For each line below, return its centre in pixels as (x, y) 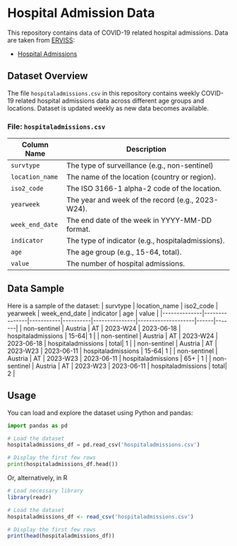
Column (35, 145)
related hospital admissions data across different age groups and (110, 100)
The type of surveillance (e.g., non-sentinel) (140, 165)
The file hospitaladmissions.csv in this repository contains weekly (103, 93)
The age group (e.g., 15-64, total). (124, 252)
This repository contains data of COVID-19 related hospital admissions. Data (118, 33)
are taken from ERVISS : (41, 40)
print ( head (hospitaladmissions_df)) (61, 536)
